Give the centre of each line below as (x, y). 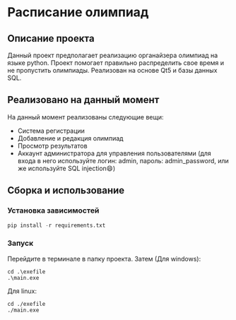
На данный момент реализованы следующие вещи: (85, 117)
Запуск (20, 243)
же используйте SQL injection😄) (66, 168)
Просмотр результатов (52, 146)
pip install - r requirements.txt (57, 225)
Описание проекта (51, 38)
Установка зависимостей (53, 211)
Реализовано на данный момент (83, 100)
